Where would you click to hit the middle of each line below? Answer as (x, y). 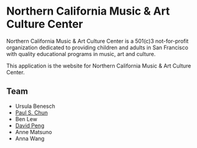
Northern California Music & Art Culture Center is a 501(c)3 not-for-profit (98, 41)
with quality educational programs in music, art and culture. (81, 54)
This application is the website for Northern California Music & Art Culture (99, 66)
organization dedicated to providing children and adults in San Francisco (97, 48)
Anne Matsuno (34, 132)
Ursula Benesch (35, 106)
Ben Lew (26, 119)
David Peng (30, 125)
